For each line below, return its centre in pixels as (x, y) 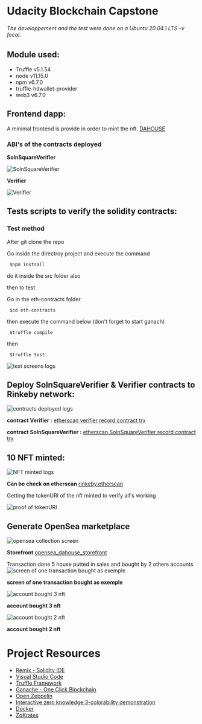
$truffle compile (31, 332)
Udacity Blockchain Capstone (83, 11)
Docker (25, 708)
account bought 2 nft (34, 629)
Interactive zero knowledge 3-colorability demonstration (85, 702)
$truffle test (27, 354)
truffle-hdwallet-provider (46, 88)
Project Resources (54, 654)
